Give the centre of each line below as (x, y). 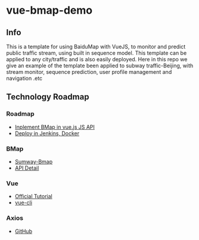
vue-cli (24, 202)
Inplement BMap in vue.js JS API (55, 127)
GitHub (24, 231)
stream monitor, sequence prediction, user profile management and (89, 72)
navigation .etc (24, 78)
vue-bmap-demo (49, 10)
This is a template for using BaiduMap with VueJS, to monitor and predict (96, 46)
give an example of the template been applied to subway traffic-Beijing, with (100, 66)
